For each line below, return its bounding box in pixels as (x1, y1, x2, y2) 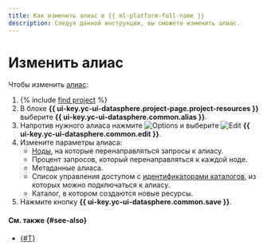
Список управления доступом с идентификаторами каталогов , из (31, 172, 257, 181)
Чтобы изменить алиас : (8, 80, 89, 89)
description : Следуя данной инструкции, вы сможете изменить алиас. (8, 19, 241, 27)
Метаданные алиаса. (31, 163, 104, 173)
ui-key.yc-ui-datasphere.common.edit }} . (19, 129, 162, 139)
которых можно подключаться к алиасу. (31, 181, 171, 190)
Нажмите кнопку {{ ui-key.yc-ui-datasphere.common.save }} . (19, 197, 233, 207)
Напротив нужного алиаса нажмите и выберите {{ (19, 121, 250, 130)
